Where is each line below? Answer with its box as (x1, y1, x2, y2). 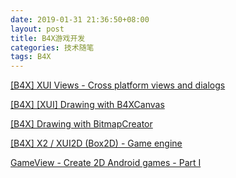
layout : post (10, 24, 65, 34)
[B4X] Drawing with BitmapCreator (10, 118, 153, 130)
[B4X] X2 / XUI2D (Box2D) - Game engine (10, 137, 183, 150)
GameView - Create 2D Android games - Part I (10, 157, 202, 169)
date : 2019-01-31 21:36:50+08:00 (10, 14, 150, 25)
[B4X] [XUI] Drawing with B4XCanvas (10, 99, 165, 111)
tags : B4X (10, 52, 52, 62)
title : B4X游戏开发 (10, 33, 86, 43)
